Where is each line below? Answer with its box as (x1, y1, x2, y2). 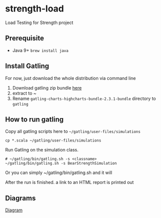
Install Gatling (5, 62, 49, 70)
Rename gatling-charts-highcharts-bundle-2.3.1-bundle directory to (12, 95, 156, 101)
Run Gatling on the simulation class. (5, 147, 79, 153)
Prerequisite (5, 34, 44, 42)
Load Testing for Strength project (5, 19, 74, 25)
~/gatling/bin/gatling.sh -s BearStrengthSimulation (5, 161, 117, 166)
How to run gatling (5, 115, 64, 123)
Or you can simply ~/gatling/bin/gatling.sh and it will (5, 169, 112, 175)
